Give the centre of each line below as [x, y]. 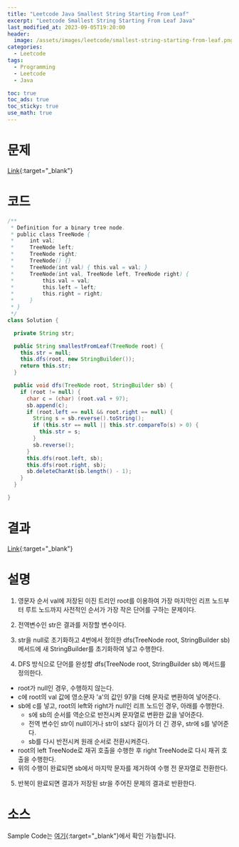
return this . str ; [46, 366]
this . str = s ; [60, 432]
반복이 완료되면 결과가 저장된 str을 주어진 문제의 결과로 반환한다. [107, 783]
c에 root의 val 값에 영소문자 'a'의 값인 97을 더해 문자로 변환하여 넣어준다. [119, 697]
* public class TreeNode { [51, 234]
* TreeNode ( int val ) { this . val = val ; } [79, 267]
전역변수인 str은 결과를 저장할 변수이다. [72, 625]
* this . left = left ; [54, 287]
